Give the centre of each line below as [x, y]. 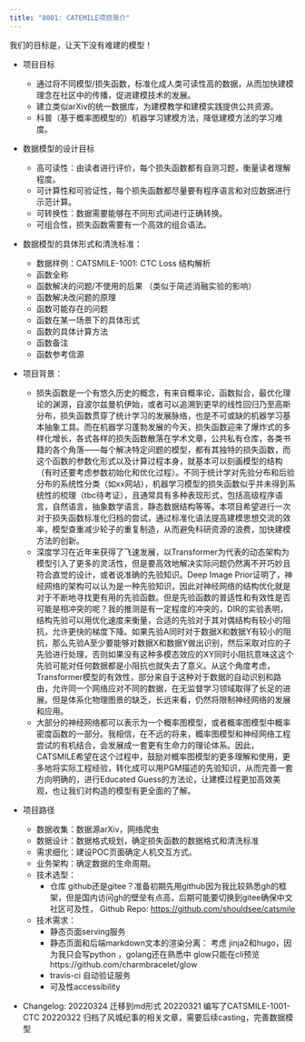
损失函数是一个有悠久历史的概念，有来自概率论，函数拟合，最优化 [159, 393]
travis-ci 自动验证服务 [90, 975]
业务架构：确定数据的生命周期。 [96, 863]
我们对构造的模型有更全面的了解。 [132, 790]
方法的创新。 [60, 540]
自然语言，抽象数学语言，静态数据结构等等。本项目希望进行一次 [172, 506]
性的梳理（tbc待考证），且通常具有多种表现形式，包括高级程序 [159, 495]
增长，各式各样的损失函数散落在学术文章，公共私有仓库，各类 [167, 438]
